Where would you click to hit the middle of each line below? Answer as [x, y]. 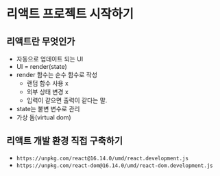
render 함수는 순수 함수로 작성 [57, 75]
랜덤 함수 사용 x [48, 83]
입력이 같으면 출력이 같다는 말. [67, 100]
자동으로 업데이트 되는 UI [50, 59]
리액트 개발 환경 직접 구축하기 [65, 141]
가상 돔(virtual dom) [44, 117]
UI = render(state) [42, 67]
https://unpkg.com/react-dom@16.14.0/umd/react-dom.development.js [114, 165]
